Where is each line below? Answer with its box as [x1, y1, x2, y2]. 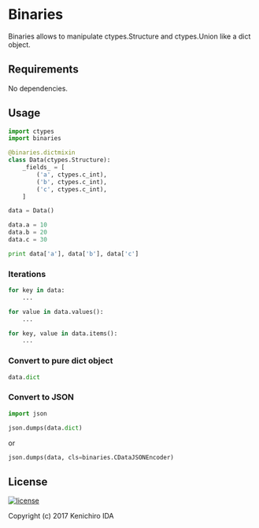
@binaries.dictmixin [8, 149, 76, 157]
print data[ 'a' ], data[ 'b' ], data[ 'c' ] [8, 249, 139, 257]
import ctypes [8, 127, 55, 135]
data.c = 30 [8, 236, 47, 244]
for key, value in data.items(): [8, 329, 118, 338]
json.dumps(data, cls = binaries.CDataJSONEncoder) [8, 453, 175, 461]
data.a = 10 [8, 221, 47, 229]
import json [8, 409, 47, 418]
